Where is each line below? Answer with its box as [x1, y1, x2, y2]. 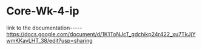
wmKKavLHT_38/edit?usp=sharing [6, 37, 93, 44]
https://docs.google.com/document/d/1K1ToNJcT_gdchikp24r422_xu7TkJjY [6, 30, 196, 37]
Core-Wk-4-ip [6, 4, 79, 18]
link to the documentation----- [6, 24, 82, 31]
